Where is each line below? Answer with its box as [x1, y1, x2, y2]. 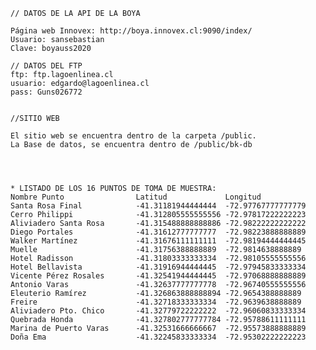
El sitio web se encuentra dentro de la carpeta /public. [10, 131, 257, 141]
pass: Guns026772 [10, 87, 83, 97]
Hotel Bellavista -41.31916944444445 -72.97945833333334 [10, 262, 307, 272]
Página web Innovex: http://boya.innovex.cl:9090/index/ [10, 26, 253, 36]
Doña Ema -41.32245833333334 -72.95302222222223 [10, 332, 307, 342]
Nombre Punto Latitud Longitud [10, 192, 262, 202]
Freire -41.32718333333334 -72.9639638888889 [10, 297, 302, 307]
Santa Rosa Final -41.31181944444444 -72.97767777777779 [10, 201, 307, 211]
